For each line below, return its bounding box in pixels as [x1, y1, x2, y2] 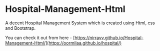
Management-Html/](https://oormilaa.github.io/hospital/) [5, 40, 122, 46]
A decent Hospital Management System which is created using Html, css [5, 20, 155, 26]
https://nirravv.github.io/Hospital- [74, 35, 144, 41]
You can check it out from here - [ [5, 35, 75, 41]
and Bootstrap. [5, 25, 36, 31]
